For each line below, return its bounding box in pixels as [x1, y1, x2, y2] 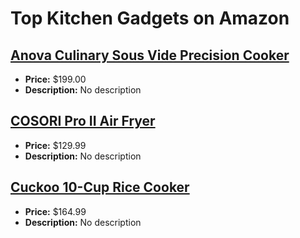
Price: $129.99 [24, 139, 87, 151]
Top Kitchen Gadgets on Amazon [10, 7, 290, 30]
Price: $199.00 [24, 73, 87, 85]
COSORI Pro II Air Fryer [10, 113, 156, 130]
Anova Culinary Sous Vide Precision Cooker [10, 47, 290, 64]
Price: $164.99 [24, 205, 87, 217]
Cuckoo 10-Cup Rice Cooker [10, 179, 190, 196]
